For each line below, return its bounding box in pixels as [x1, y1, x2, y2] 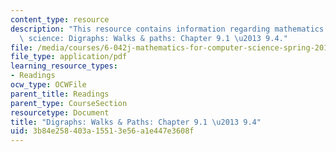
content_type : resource [10, 14, 110, 25]
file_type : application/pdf [10, 52, 128, 62]
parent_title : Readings [10, 89, 110, 99]
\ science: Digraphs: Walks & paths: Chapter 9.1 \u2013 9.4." [19, 33, 288, 43]
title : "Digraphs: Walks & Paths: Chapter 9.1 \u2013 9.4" [10, 117, 262, 127]
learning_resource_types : [10, 61, 118, 71]
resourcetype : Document [10, 107, 110, 118]
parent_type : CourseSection [10, 98, 128, 108]
